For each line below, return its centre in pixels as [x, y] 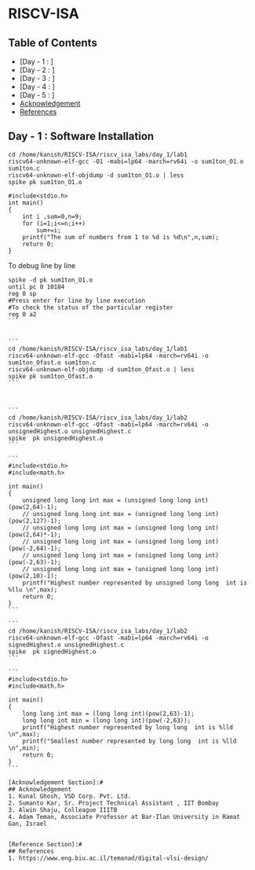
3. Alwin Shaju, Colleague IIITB [63, 810]
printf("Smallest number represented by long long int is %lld [129, 741]
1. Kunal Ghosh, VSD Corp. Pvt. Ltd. [70, 796]
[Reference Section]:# [45, 844]
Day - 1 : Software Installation [81, 136]
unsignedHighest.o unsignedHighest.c [70, 431]
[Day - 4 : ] [37, 87]
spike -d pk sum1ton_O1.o [50, 280]
